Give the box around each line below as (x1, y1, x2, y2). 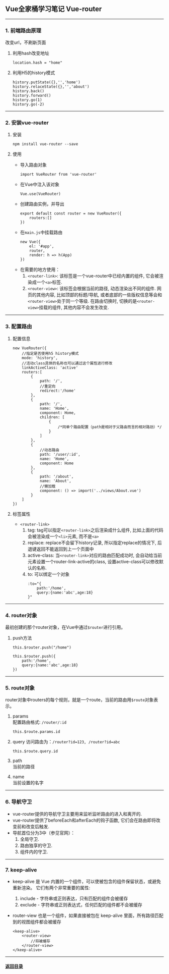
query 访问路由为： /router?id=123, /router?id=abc (12, 739, 120, 745)
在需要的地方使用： (20, 266, 60, 273)
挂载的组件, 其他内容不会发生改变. (39, 304, 109, 310)
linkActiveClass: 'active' (22, 365, 78, 370)
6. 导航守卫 (5, 798, 32, 805)
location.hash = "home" (12, 60, 63, 66)
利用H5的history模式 (12, 70, 55, 76)
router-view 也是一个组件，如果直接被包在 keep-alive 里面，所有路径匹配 (12, 912, 163, 918)
